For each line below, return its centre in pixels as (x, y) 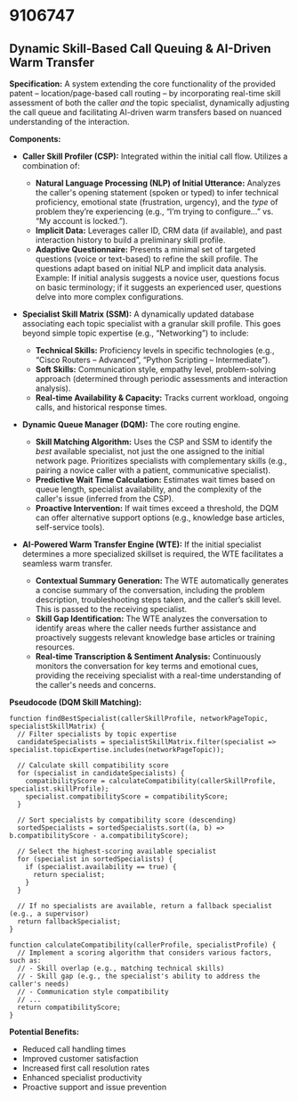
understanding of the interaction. (70, 122)
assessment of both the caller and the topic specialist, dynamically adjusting (149, 103)
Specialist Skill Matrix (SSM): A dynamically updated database (138, 314)
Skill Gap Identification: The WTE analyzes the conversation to (151, 618)
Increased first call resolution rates (85, 1068)
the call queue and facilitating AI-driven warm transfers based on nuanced (145, 112)
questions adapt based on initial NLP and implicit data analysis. (151, 268)
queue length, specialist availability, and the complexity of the (149, 489)
